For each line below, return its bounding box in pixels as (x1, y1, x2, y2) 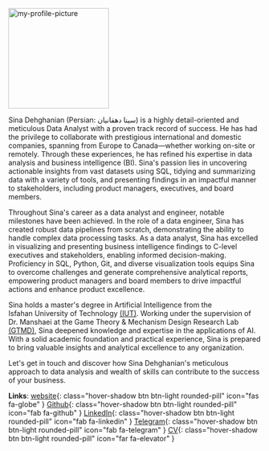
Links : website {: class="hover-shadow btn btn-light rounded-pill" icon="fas (8, 391, 259, 400)
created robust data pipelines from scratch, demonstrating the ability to (8, 225, 245, 234)
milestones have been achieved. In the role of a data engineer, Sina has (8, 216, 245, 225)
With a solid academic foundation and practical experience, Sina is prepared (8, 334, 261, 343)
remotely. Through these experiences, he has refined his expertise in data (8, 150, 253, 158)
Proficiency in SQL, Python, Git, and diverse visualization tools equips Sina (8, 259, 255, 269)
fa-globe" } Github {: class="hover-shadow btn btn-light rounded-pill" (8, 400, 238, 409)
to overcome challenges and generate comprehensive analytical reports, (8, 268, 249, 277)
